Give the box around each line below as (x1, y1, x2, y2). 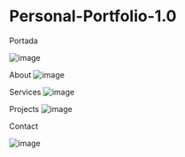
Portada (9, 35, 38, 46)
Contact (9, 121, 38, 131)
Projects (9, 103, 40, 114)
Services (9, 86, 42, 97)
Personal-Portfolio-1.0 (9, 6, 177, 26)
